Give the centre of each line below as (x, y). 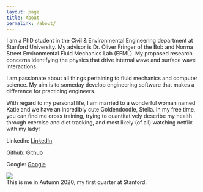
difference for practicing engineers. (51, 91)
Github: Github (25, 152)
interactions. (22, 66)
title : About (23, 18)
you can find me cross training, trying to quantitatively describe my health (99, 116)
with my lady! (23, 129)
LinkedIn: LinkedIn (29, 141)
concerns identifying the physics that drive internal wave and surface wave (101, 60)
